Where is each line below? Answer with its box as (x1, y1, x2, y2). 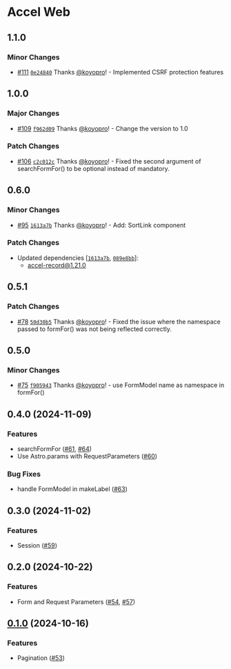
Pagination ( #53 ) (17, 654, 66, 662)
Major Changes (7, 108, 60, 118)
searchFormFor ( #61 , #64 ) (17, 444, 92, 452)
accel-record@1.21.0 (27, 261, 86, 269)
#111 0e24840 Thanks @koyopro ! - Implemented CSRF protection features (17, 68, 224, 76)
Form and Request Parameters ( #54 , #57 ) (17, 597, 136, 606)
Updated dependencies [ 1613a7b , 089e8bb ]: (17, 253, 139, 262)
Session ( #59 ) (17, 541, 57, 549)
